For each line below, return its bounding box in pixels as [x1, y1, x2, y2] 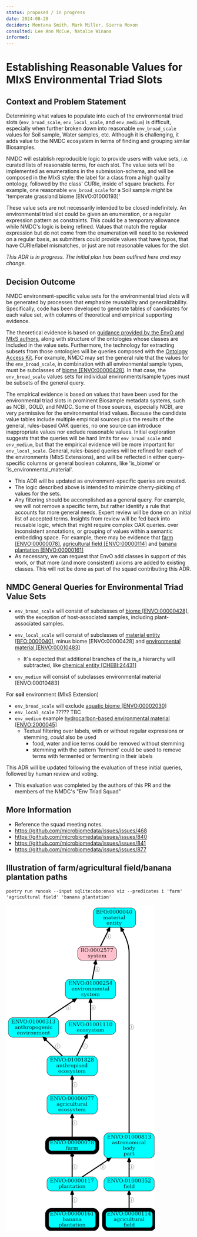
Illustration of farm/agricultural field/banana [6, 862, 172, 873]
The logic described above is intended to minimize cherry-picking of [14, 483, 181, 490]
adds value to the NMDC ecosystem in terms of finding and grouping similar [6, 138, 191, 145]
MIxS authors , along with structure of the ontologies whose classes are [6, 335, 179, 342]
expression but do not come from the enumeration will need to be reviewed [6, 229, 189, 236]
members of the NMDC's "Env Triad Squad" [14, 787, 122, 795]
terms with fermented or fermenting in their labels [32, 752, 153, 759]
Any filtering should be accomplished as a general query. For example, [14, 496, 186, 503]
